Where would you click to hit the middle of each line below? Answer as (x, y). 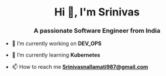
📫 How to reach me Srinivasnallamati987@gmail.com (80, 67)
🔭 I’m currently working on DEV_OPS (57, 43)
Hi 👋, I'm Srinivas (97, 12)
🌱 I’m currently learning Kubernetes (56, 55)
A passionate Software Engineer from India (97, 31)
